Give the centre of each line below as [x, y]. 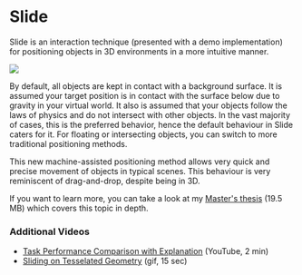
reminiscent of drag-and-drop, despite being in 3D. [105, 181]
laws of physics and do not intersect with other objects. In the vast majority [150, 114]
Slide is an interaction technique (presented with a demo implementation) [146, 42]
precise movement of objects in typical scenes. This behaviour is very [140, 171]
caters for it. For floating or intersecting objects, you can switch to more [144, 134]
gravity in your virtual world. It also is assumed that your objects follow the [148, 105]
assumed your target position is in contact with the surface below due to [145, 95]
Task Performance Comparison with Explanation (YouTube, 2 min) [146, 251]
